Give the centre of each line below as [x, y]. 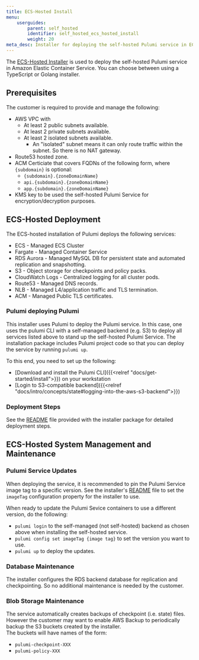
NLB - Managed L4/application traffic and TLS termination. [86, 289]
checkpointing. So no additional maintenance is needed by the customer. [95, 586]
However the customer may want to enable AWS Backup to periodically [93, 620]
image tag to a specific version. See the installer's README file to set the [95, 490]
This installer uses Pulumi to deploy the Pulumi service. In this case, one [94, 324]
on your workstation [86, 378]
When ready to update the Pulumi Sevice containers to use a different [91, 508]
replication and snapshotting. [50, 264]
